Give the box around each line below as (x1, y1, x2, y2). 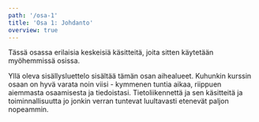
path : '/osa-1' (8, 11, 58, 20)
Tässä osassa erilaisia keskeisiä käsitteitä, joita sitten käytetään (8, 48, 214, 57)
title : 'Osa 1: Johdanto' (8, 19, 93, 27)
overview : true (8, 26, 58, 34)
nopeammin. (8, 105, 49, 114)
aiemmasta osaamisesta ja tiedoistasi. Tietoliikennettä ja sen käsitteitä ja (8, 88, 243, 98)
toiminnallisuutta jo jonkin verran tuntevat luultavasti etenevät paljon (8, 96, 229, 106)
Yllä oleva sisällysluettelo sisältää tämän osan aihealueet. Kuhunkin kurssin (8, 72, 252, 81)
